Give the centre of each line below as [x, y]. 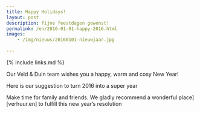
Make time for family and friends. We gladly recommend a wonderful [92, 97]
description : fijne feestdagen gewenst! [58, 23]
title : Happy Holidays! [36, 12]
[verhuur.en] [22, 103]
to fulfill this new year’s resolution [80, 103]
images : [16, 34]
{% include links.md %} [36, 62]
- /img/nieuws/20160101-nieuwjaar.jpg [66, 40]
